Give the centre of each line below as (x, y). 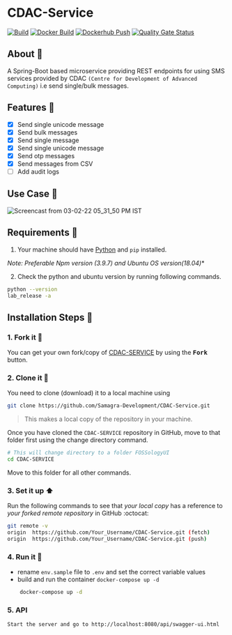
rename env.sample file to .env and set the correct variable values (111, 572)
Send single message (48, 140)
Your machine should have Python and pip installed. (92, 250)
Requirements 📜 (42, 232)
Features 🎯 (31, 108)
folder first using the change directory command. (78, 440)
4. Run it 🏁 (25, 557)
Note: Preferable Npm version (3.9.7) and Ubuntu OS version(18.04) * (106, 263)
